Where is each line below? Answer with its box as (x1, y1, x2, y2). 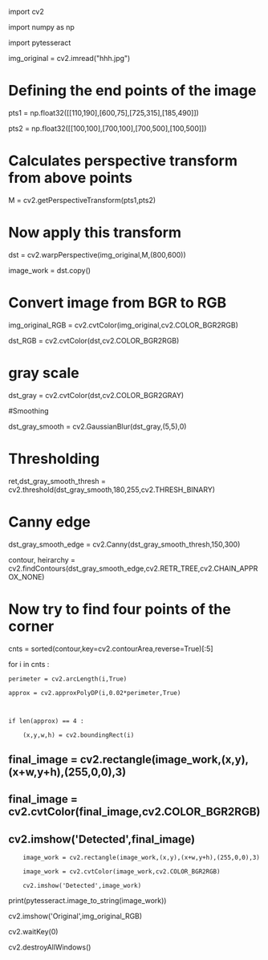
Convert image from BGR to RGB (8, 294, 227, 311)
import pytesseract (8, 38, 71, 47)
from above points (8, 169, 132, 187)
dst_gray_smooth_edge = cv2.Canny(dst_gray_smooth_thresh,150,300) (8, 539, 241, 549)
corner (8, 617, 55, 635)
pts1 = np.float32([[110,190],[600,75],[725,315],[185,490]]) (8, 108, 199, 117)
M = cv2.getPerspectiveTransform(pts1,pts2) (8, 195, 156, 205)
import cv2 (8, 7, 44, 16)
